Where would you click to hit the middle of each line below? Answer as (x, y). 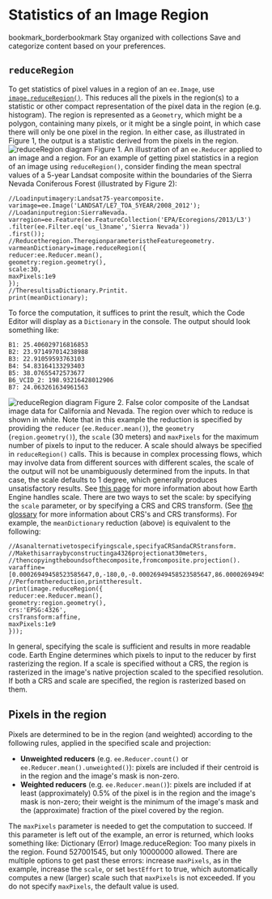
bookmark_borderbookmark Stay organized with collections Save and (125, 37)
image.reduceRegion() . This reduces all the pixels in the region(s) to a (124, 97)
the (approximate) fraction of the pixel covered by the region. (122, 810)
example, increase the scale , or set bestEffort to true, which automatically (133, 869)
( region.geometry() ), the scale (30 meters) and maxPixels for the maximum (134, 437)
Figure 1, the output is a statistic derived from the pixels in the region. (123, 140)
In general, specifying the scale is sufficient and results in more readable (130, 646)
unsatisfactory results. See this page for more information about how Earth (133, 488)
